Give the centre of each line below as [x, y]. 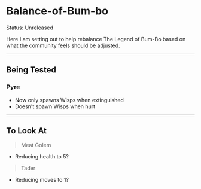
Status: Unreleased [30, 28]
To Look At [26, 131]
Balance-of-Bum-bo [57, 11]
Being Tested [31, 70]
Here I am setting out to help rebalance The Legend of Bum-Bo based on [96, 39]
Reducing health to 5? [42, 157]
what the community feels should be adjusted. [63, 45]
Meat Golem [36, 145]
